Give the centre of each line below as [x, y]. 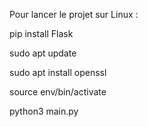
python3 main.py [44, 111]
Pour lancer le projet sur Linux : [74, 14]
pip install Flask [41, 33]
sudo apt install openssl [58, 72]
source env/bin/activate [58, 92]
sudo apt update [43, 53]
